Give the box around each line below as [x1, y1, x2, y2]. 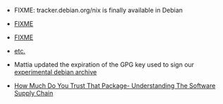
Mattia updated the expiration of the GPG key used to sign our [13, 60, 195, 69]
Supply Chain [13, 89, 54, 97]
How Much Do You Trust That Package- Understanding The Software [13, 82, 216, 90]
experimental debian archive [13, 68, 97, 76]
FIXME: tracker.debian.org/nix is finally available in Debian [13, 6, 183, 14]
